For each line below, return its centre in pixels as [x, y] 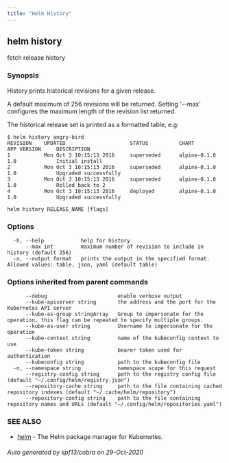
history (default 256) [39, 253]
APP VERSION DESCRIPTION [49, 149]
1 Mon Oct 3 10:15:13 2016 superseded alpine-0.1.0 [111, 155]
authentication [29, 357]
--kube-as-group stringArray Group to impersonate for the [114, 314]
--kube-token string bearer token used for [104, 350]
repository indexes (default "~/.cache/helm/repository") [92, 392]
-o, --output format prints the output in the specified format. [112, 259]
